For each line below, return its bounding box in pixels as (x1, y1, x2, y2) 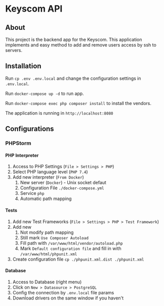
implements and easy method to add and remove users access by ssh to (5, 42, 157, 48)
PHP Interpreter (5, 152, 39, 158)
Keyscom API (5, 3, 63, 15)
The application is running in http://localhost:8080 (5, 110, 113, 116)
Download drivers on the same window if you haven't (12, 295, 124, 301)
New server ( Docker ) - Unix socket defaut (20, 180, 106, 186)
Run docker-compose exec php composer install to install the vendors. (5, 100, 152, 106)
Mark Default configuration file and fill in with (20, 245, 121, 251)
